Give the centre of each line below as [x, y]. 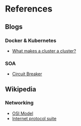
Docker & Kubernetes [31, 41]
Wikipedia [21, 89]
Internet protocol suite [34, 118]
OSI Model [23, 113]
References [29, 9]
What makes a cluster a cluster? [44, 51]
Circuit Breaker [27, 74]
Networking [19, 103]
